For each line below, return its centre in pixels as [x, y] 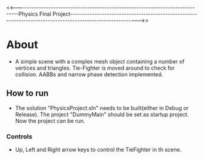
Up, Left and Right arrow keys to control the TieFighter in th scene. [98, 150]
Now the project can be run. [50, 121]
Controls [19, 136]
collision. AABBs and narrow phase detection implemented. [89, 74]
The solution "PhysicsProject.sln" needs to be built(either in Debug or [102, 108]
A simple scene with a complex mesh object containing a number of [100, 61]
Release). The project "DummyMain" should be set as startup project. [102, 114]
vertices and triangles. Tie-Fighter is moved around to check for [95, 68]
